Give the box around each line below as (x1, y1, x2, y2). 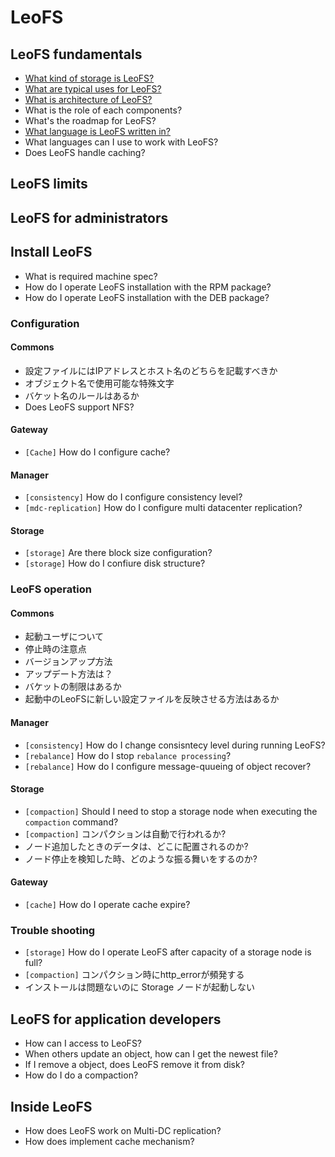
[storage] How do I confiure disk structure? (24, 557, 206, 570)
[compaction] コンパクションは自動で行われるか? (24, 827, 227, 840)
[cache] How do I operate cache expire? (24, 899, 191, 911)
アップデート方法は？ (24, 668, 113, 680)
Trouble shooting (10, 923, 96, 937)
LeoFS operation (10, 582, 92, 596)
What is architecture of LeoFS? (24, 94, 153, 105)
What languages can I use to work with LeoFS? (24, 136, 219, 148)
